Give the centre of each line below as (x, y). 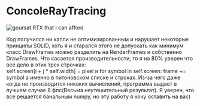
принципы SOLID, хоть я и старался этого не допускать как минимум (95, 46)
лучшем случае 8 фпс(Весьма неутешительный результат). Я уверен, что (100, 90)
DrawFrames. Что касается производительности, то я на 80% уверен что (100, 58)
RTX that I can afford (58, 28)
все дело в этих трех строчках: (46, 65)
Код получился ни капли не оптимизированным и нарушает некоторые (98, 39)
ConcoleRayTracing (56, 11)
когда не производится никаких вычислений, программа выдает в (92, 84)
